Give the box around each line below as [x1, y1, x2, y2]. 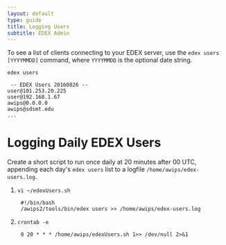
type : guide [7, 17, 42, 24]
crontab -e [17, 219, 49, 226]
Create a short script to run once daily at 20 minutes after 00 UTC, [7, 158, 197, 167]
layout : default [7, 10, 54, 17]
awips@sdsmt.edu [7, 105, 54, 113]
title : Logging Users [7, 23, 70, 30]
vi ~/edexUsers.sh [17, 187, 71, 194]
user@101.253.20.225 [7, 87, 67, 94]
